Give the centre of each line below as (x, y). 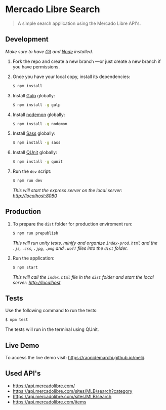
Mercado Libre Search (53, 9)
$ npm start (25, 267)
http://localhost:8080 (35, 196)
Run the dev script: (32, 171)
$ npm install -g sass (36, 143)
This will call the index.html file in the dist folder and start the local (83, 277)
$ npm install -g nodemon (40, 124)
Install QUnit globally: (35, 153)
